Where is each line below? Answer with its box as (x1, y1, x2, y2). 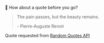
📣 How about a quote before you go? (5, 5, 78, 10)
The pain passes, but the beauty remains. (16, 14, 100, 19)
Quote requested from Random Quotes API (5, 33, 90, 38)
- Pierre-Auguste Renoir (16, 23, 65, 29)
